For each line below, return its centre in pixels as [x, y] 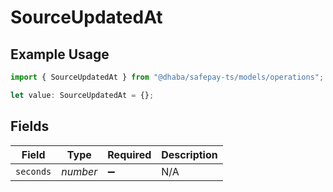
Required [129, 154]
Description [189, 154]
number [79, 171]
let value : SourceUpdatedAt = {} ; [82, 95]
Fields [30, 126]
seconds [33, 171]
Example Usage [60, 54]
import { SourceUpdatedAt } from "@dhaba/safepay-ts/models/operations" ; [167, 77]
